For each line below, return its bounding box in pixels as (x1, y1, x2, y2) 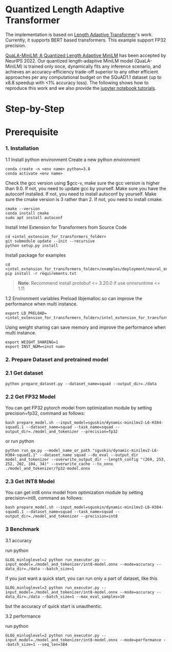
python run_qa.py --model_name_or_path (5, 448, 91, 453)
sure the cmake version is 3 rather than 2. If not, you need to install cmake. (5, 196, 163, 202)
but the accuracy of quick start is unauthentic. (5, 603, 103, 609)
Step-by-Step (5, 103, 65, 115)
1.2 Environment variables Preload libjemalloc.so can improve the (5, 295, 142, 301)
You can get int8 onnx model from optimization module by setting (5, 489, 143, 496)
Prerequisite (5, 127, 59, 138)
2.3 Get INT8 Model (5, 478, 55, 485)
